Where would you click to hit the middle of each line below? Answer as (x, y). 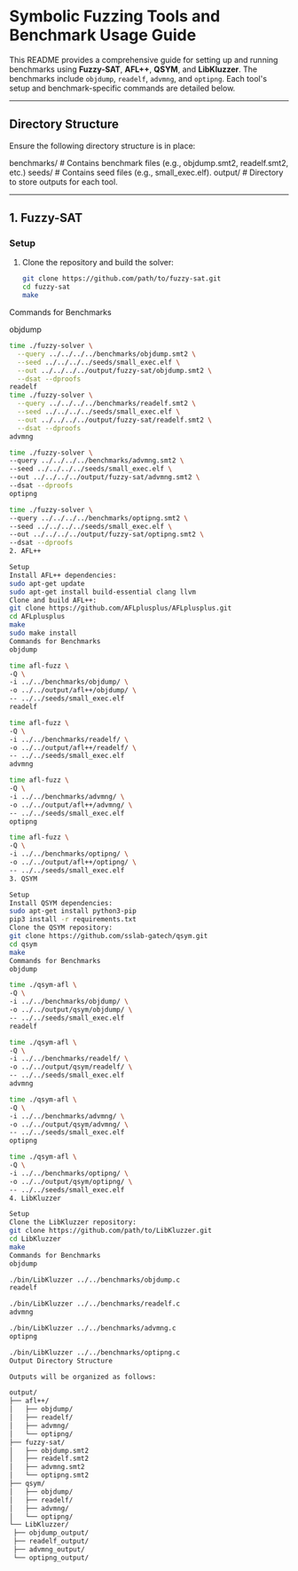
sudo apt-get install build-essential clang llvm (103, 592)
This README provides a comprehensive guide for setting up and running (144, 59)
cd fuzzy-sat (46, 287)
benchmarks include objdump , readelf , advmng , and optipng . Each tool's (138, 78)
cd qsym (24, 944)
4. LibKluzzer (35, 1198)
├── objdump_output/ (51, 1533)
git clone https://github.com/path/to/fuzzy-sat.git (122, 279)
